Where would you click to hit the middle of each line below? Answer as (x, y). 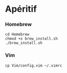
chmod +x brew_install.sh (31, 39)
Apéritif (21, 9)
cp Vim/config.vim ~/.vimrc (34, 65)
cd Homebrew (17, 35)
